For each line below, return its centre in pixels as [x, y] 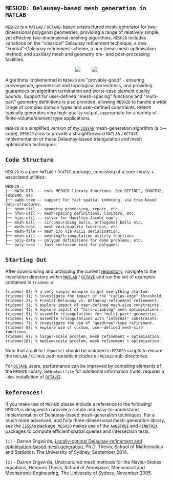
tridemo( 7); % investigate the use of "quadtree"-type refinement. [80, 323]
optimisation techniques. [31, 144]
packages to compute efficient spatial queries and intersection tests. [78, 431]
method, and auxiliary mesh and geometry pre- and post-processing [78, 54]
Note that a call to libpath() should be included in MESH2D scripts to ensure [84, 351]
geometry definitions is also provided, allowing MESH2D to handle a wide [92, 102]
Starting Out [26, 260]
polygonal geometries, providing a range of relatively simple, [96, 32]
